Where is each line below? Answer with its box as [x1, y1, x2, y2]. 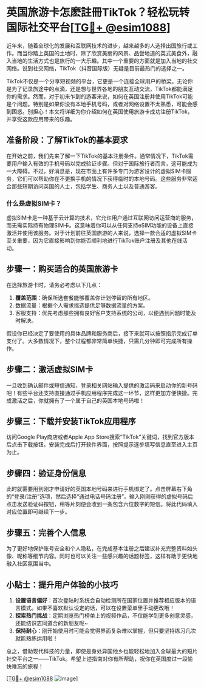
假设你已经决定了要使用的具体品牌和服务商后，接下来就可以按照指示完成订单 [6, 329, 198, 337]
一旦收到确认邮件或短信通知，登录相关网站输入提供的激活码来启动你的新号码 [6, 382, 198, 389]
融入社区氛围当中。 [6, 560, 55, 567]
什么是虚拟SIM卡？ [6, 199, 62, 207]
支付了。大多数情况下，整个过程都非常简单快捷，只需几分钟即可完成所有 [6, 337, 187, 345]
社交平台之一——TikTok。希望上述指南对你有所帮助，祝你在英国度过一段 [6, 655, 188, 662]
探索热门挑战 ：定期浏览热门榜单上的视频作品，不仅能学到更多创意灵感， [15, 612, 196, 619]
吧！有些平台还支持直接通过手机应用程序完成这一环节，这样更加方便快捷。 [6, 389, 192, 396]
